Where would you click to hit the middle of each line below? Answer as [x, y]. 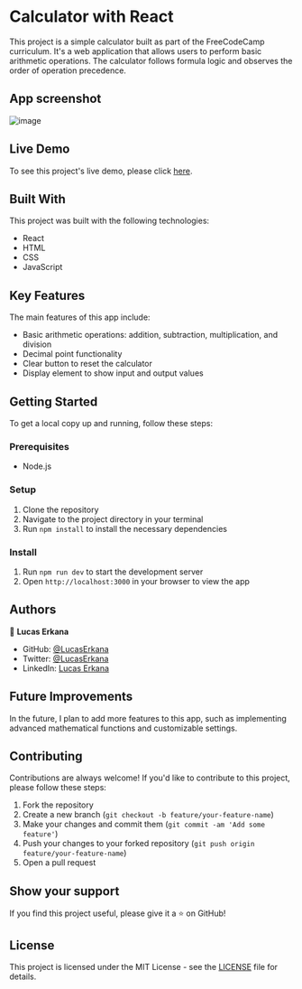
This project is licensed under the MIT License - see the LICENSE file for [143, 966]
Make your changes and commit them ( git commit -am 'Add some [144, 825]
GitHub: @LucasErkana [66, 648]
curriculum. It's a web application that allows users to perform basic [136, 51]
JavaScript [42, 267]
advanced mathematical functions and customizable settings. [124, 728]
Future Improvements [71, 697]
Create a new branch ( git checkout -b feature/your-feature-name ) [148, 815]
